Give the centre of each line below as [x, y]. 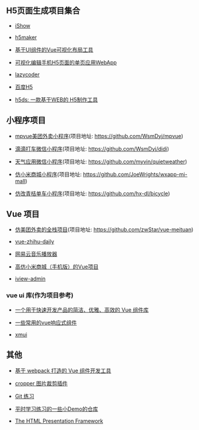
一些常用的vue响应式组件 [46, 322]
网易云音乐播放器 [36, 254]
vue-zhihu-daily [34, 241]
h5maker [26, 37]
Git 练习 [25, 396]
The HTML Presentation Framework [59, 421]
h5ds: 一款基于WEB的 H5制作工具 [56, 99]
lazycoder [27, 74]
